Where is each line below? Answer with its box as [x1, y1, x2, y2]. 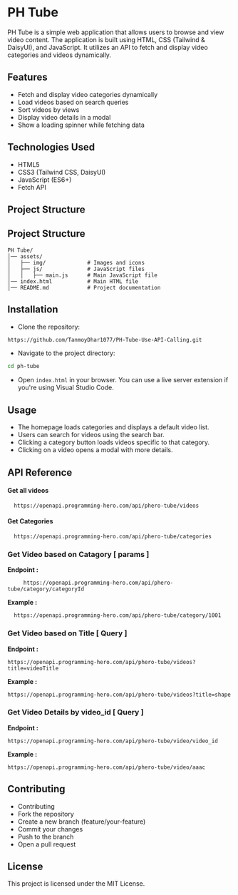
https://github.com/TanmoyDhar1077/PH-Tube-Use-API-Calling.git [7, 336, 202, 343]
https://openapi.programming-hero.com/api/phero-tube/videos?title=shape [7, 691, 232, 698]
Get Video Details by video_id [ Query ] [7, 707, 144, 717]
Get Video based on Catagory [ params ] [7, 549, 150, 559]
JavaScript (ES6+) [17, 175, 72, 184]
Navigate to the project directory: [17, 349, 115, 357]
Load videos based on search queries [17, 98, 129, 106]
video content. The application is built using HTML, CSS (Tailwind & [7, 35, 205, 44]
